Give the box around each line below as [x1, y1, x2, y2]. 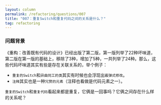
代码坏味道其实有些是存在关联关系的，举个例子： [9, 62, 107, 68]
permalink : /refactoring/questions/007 [5, 12, 86, 17]
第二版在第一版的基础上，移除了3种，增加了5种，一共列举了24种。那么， [5, 55, 152, 61]
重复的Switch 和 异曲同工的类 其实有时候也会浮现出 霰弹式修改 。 [12, 72, 127, 78]
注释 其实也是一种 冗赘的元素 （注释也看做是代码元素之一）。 [12, 78, 125, 84]
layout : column [5, 7, 36, 12]
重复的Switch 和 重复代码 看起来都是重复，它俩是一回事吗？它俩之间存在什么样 [5, 88, 155, 94]
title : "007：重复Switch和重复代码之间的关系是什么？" [5, 16, 106, 21]
